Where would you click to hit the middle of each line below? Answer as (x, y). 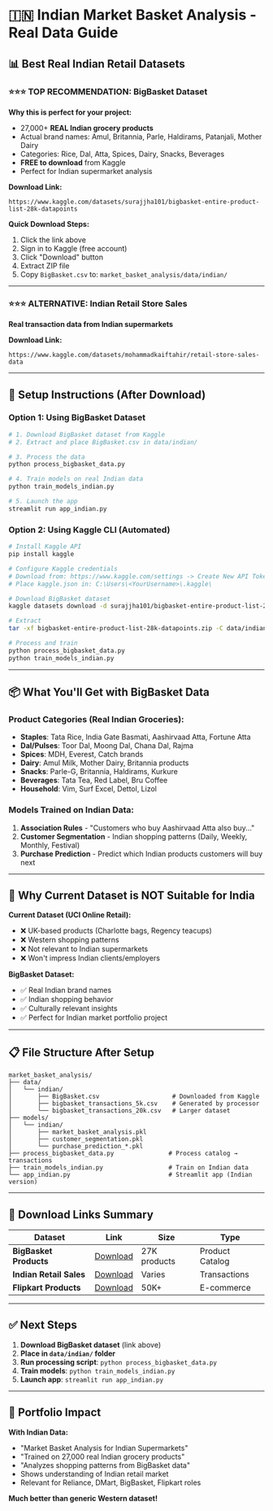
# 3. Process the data (47, 457)
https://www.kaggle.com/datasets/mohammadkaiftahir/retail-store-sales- (134, 355)
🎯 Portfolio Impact (55, 1413)
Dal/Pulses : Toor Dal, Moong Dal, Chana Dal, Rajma (106, 746)
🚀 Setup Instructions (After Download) (107, 395)
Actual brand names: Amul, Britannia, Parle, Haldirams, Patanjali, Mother (141, 137)
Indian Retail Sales (49, 1274)
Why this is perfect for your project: (70, 112)
